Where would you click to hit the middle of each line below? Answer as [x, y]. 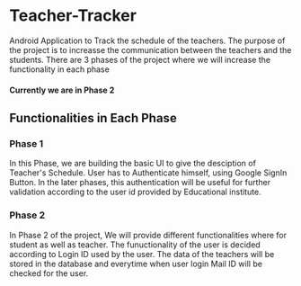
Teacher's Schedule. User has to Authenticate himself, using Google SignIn [148, 173]
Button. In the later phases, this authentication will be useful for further [140, 183]
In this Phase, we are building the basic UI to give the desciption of [133, 164]
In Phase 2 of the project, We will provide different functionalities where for [148, 235]
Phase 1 [27, 143]
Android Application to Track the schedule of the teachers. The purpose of [147, 40]
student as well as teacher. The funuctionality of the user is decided [135, 245]
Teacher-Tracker [73, 16]
